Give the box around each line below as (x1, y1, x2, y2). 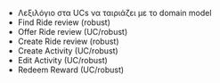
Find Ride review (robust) (17, 17, 111, 28)
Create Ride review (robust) (17, 36, 119, 46)
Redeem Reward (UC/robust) (17, 64, 125, 75)
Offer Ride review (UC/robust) (17, 27, 127, 37)
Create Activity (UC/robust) (17, 46, 118, 56)
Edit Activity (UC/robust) (17, 55, 109, 65)
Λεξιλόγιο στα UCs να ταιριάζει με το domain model (17, 8, 212, 18)
